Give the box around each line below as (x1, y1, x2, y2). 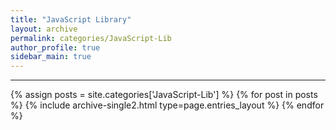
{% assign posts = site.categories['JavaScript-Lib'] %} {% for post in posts (10, 89, 318, 101)
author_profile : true (10, 42, 101, 53)
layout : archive (10, 24, 78, 34)
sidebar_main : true (10, 52, 92, 62)
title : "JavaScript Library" (10, 14, 132, 25)
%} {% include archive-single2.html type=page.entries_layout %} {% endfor (10, 99, 325, 111)
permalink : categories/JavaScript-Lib (10, 33, 172, 43)
